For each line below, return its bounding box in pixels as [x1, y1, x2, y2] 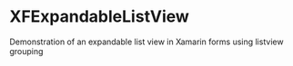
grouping [9, 45, 44, 56]
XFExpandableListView [9, 6, 189, 27]
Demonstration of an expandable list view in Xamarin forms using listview [9, 36, 284, 47]
